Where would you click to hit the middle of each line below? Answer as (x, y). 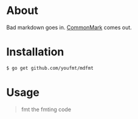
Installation (35, 52)
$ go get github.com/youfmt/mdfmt (50, 68)
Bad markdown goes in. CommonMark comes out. (69, 27)
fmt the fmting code (46, 109)
